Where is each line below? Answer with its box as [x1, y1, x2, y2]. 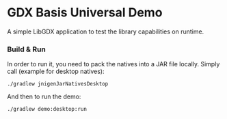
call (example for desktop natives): [7, 67, 105, 76]
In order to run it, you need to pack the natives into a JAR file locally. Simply [7, 60, 220, 68]
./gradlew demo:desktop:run [7, 106, 88, 113]
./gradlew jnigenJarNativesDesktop [7, 81, 109, 88]
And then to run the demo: [7, 92, 81, 101]
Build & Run [7, 44, 46, 54]
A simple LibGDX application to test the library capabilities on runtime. [7, 27, 204, 36]
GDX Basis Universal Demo [7, 5, 163, 21]
